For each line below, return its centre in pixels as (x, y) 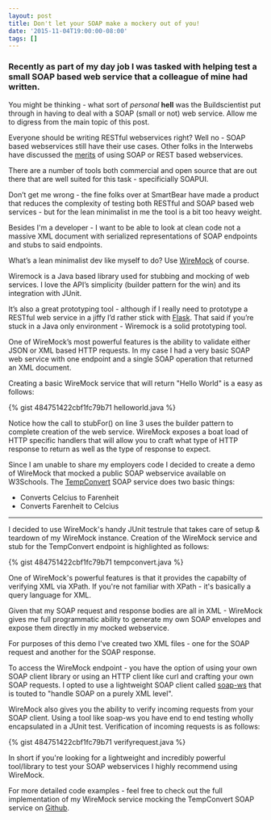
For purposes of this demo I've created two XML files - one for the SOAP (129, 643)
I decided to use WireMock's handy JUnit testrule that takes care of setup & (134, 529)
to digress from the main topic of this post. (79, 121)
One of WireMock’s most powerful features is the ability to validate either (129, 341)
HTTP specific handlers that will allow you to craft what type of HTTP (123, 440)
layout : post (30, 16)
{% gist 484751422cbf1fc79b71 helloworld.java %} (92, 407)
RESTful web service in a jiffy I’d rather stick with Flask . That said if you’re (131, 317)
